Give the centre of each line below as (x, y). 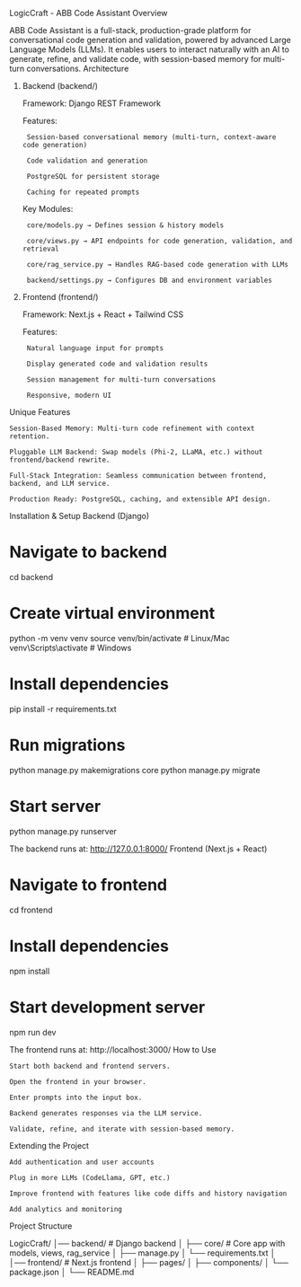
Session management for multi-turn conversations (121, 380)
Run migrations (67, 745)
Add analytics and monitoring (66, 1209)
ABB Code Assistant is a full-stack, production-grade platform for (130, 30)
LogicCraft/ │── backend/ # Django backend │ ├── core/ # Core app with (147, 1243)
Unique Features (40, 412)
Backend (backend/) (60, 86)
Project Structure (41, 1226)
